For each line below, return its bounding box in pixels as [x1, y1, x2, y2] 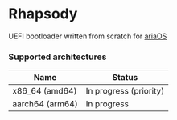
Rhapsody [8, 5, 78, 23]
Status [112, 72, 138, 83]
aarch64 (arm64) [12, 98, 78, 110]
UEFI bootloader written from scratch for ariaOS [8, 31, 167, 41]
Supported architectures [8, 51, 107, 62]
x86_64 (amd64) [12, 86, 77, 97]
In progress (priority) [85, 86, 165, 97]
